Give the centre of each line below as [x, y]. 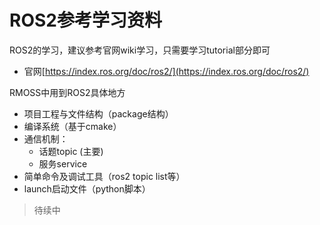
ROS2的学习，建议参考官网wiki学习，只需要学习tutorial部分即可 [140, 50]
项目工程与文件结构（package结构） [98, 113]
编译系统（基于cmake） [72, 126]
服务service [63, 163]
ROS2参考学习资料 [85, 20]
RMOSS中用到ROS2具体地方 [67, 92]
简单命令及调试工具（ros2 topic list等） [104, 176]
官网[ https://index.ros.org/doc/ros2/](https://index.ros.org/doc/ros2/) [166, 71]
